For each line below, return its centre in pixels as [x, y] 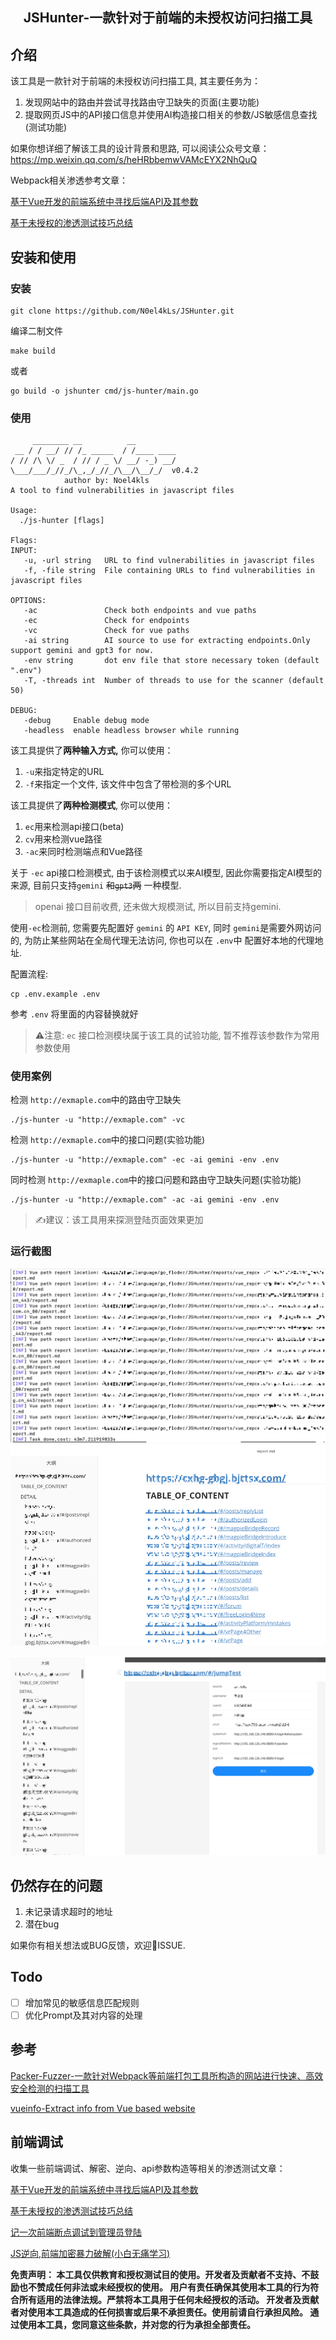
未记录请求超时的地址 [68, 1912]
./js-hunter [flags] [62, 521]
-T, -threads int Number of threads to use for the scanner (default [174, 681]
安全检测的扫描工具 [50, 2088]
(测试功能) [46, 127]
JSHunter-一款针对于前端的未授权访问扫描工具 [168, 18]
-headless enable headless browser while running [131, 731]
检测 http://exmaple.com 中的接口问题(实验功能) [108, 1140]
